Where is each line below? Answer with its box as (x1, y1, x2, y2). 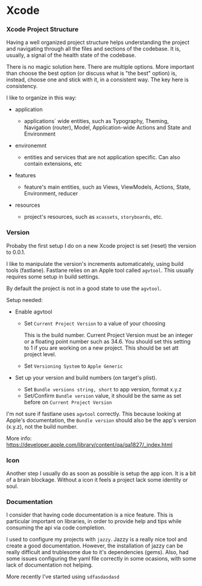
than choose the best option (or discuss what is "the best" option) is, (6, 70, 177, 77)
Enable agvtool (14, 308, 52, 315)
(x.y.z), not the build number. (6, 423, 78, 430)
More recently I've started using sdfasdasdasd (6, 573, 119, 581)
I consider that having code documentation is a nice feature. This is (6, 511, 174, 518)
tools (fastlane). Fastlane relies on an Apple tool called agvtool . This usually (6, 266, 194, 274)
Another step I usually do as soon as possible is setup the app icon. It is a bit (6, 470, 197, 477)
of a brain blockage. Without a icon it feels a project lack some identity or (6, 476, 188, 484)
